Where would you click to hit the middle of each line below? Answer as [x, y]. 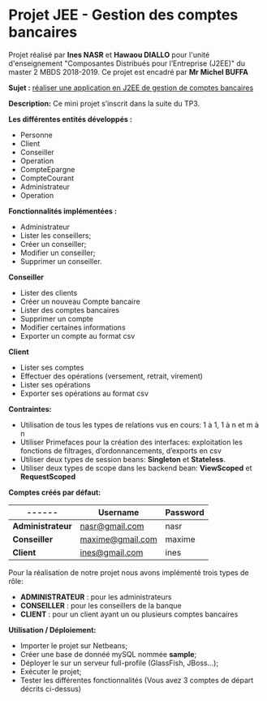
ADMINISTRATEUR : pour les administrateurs [96, 597]
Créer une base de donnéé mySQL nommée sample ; [108, 654]
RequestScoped [47, 476]
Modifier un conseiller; [58, 253]
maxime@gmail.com [119, 539]
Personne [36, 135]
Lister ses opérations [55, 384]
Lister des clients [49, 292]
